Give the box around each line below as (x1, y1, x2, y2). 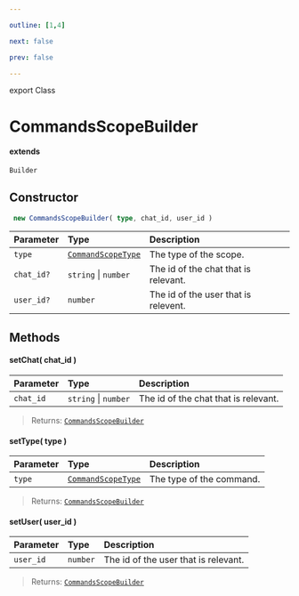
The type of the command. (149, 473, 261, 486)
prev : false (9, 52, 53, 62)
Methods (9, 330, 61, 345)
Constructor (9, 190, 78, 205)
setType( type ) (9, 435, 68, 446)
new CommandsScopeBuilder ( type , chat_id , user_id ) (12, 213, 214, 222)
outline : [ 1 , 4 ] (9, 20, 66, 29)
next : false (9, 36, 53, 45)
